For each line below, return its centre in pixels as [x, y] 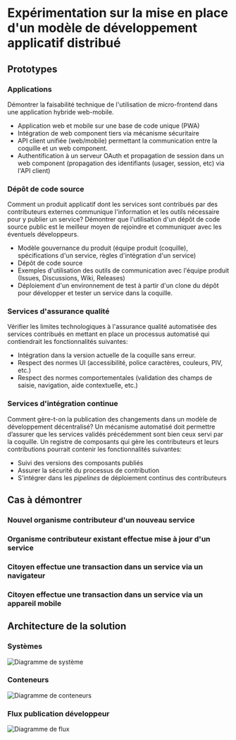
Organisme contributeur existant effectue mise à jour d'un [109, 539]
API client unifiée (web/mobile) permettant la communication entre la [117, 141]
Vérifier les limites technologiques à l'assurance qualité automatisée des [112, 327]
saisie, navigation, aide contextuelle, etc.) [78, 386]
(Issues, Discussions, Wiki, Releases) [71, 278]
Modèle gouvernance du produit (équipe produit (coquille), [103, 248]
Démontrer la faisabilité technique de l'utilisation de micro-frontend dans [113, 105]
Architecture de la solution [67, 626]
